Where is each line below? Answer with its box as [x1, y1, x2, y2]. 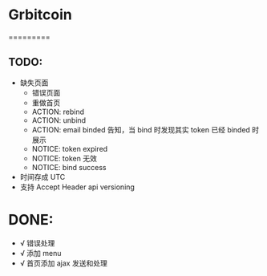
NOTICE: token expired [31, 144, 108, 153]
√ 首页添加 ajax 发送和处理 [19, 258, 108, 268]
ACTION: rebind [31, 107, 85, 116]
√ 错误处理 [19, 238, 55, 248]
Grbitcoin [8, 6, 72, 24]
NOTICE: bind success [31, 162, 107, 172]
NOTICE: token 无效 [31, 153, 98, 163]
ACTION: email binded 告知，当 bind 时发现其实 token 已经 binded [31, 124, 251, 134]
